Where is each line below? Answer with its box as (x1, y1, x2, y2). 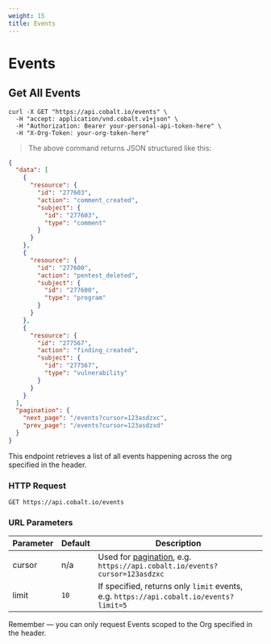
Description (155, 538, 202, 549)
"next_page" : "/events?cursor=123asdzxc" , (23, 414, 168, 423)
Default (60, 538, 90, 549)
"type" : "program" (44, 294, 106, 302)
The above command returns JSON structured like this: (27, 143, 212, 153)
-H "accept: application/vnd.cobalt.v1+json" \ (15, 115, 179, 123)
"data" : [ (15, 166, 48, 175)
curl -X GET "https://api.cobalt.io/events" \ (8, 107, 168, 116)
